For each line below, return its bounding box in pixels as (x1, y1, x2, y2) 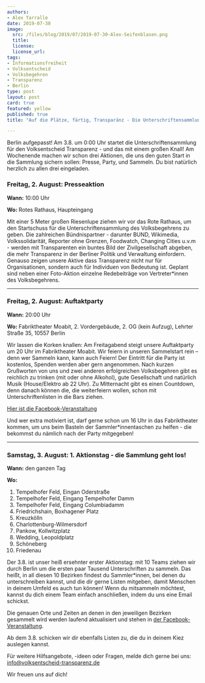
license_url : (12, 49, 46, 55)
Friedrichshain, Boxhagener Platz (15, 508, 99, 515)
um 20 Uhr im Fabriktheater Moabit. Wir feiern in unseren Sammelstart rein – (7, 348, 198, 355)
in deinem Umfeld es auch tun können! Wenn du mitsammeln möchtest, (7, 585, 186, 592)
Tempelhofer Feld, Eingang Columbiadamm (15, 502, 124, 509)
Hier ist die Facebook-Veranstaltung (7, 404, 97, 412)
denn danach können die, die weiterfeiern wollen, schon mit (7, 386, 157, 394)
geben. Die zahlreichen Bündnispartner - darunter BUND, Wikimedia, (7, 230, 179, 238)
